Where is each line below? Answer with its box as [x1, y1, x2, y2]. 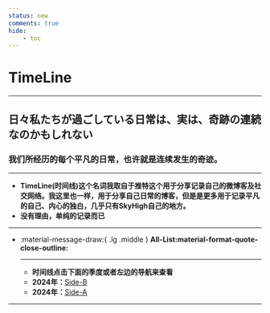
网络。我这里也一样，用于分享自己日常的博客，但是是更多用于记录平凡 [27, 190, 260, 201]
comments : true [8, 19, 59, 27]
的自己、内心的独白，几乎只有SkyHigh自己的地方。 [19, 201, 190, 210]
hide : [8, 26, 27, 35]
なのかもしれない [8, 128, 93, 141]
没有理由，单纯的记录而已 [19, 210, 105, 221]
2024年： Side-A [31, 287, 88, 297]
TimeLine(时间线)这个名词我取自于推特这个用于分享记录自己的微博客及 [19, 181, 255, 190]
